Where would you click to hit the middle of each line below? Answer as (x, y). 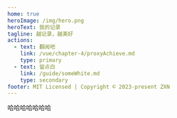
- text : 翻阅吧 (34, 47)
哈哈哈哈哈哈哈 (29, 108)
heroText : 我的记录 (34, 27)
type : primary (41, 60)
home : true (23, 14)
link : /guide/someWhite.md (60, 73)
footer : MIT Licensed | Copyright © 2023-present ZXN (89, 87)
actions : (20, 41)
